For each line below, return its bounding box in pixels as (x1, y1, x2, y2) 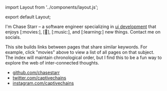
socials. (5, 34, 21, 40)
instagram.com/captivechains (12, 80, 74, 86)
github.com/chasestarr (12, 69, 60, 75)
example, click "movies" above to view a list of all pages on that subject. (5, 49, 154, 55)
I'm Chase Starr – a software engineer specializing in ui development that (5, 23, 156, 29)
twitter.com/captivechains (12, 75, 67, 80)
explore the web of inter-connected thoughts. (5, 60, 99, 65)
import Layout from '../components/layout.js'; (5, 4, 99, 10)
